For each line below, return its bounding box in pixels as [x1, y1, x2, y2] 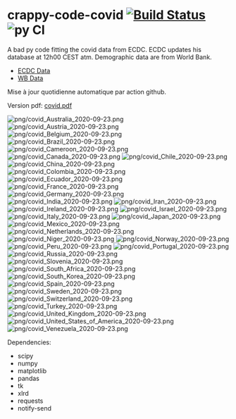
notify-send [17, 404, 51, 412]
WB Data [17, 74, 44, 82]
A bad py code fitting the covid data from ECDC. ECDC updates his [7, 45, 202, 54]
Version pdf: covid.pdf [7, 101, 73, 109]
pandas [17, 374, 40, 382]
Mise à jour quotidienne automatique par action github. [7, 87, 167, 96]
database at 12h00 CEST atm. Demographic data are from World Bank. [7, 53, 213, 61]
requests [17, 396, 44, 405]
